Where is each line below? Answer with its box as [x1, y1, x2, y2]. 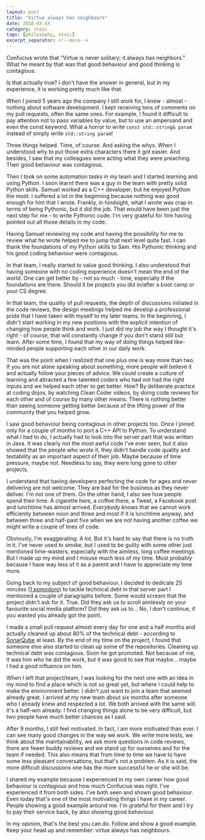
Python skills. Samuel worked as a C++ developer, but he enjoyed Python [6, 186, 191, 193]
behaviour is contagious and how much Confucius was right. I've [6, 783, 170, 789]
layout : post [6, 9, 40, 15]
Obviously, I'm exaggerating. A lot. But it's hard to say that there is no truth [6, 535, 194, 542]
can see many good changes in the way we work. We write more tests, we [6, 731, 193, 739]
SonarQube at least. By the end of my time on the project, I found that [6, 637, 181, 643]
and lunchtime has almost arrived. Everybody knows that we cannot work [6, 503, 191, 511]
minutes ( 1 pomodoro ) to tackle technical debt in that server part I [6, 586, 171, 593]
